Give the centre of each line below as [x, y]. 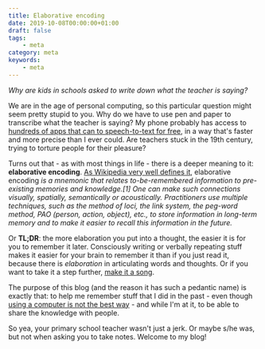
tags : [17, 38]
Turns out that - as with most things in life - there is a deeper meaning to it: [131, 163]
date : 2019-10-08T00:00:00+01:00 [64, 23]
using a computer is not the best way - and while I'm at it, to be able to [124, 304]
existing [21, 189]
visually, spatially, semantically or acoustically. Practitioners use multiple [128, 197]
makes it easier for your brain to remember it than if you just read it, [119, 255]
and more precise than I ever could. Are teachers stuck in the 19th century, [131, 139]
